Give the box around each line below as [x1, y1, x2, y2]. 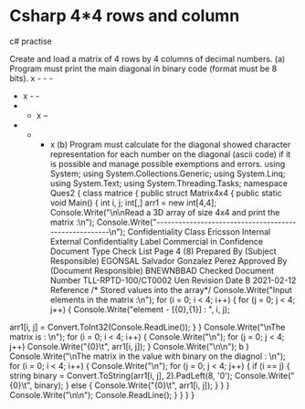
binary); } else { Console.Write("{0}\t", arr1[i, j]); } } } [34, 380, 230, 391]
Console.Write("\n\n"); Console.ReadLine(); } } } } [9, 389, 195, 400]
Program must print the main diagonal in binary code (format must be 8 [9, 63, 278, 74]
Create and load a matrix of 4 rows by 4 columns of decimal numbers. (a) [9, 53, 286, 64]
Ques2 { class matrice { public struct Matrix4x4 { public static [49, 187, 283, 198]
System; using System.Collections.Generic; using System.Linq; [49, 168, 286, 179]
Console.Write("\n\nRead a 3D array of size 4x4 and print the [49, 206, 280, 217]
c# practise [9, 36, 53, 47]
